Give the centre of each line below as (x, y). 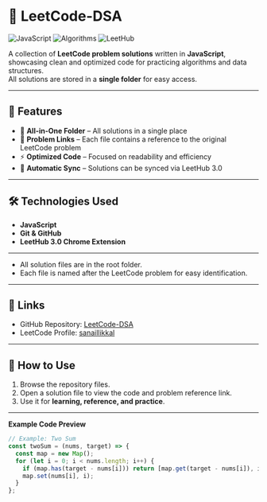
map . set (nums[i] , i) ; (58, 476)
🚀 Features (35, 112)
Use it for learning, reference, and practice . (92, 402)
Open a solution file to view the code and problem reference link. (126, 393)
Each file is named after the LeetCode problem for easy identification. (133, 273)
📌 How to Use (42, 365)
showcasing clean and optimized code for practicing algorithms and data (128, 62)
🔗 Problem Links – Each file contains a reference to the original (123, 139)
